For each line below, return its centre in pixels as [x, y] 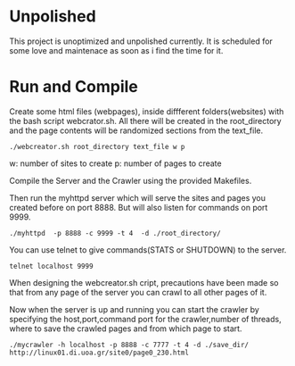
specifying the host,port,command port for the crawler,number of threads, [146, 319]
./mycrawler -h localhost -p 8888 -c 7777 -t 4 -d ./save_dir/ [129, 345]
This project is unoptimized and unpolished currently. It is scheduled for [141, 41]
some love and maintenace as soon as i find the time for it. [116, 50]
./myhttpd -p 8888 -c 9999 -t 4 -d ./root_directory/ [115, 233]
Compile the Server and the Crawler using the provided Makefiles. [131, 180]
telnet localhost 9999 [51, 266]
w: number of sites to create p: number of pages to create [115, 163]
